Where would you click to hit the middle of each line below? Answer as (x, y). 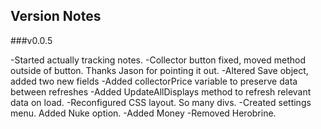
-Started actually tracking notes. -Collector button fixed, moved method (158, 60)
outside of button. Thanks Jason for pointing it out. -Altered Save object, (159, 70)
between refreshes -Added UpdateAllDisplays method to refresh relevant (161, 91)
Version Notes (56, 16)
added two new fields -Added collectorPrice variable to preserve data (154, 81)
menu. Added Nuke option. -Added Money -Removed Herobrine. (143, 113)
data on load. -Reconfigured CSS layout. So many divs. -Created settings (161, 102)
